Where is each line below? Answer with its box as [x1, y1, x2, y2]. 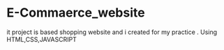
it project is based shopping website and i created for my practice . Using [6, 28, 218, 36]
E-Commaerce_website [6, 5, 145, 21]
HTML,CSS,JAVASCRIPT [6, 35, 77, 43]
